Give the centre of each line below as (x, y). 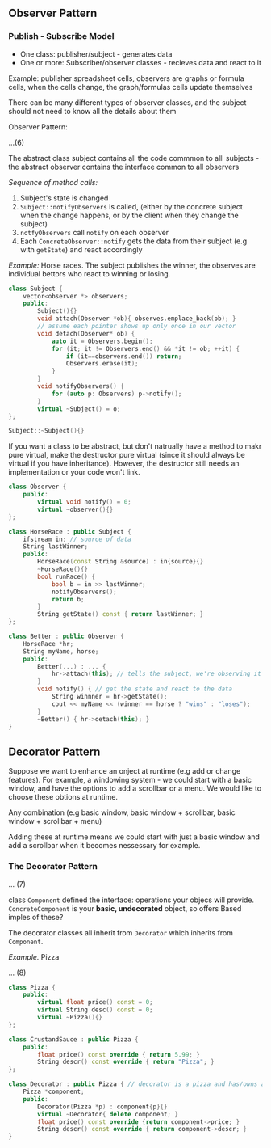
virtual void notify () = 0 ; (84, 502)
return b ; (68, 599)
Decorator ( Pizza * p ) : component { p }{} (102, 1107)
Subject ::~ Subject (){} (46, 431)
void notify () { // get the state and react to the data (135, 689)
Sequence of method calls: (53, 182)
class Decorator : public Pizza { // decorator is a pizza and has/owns (133, 1084)
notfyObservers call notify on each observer (94, 232)
